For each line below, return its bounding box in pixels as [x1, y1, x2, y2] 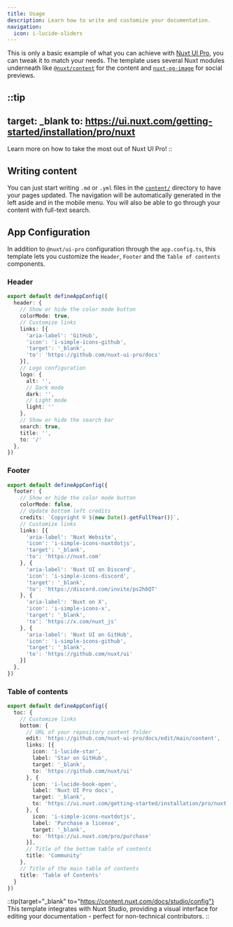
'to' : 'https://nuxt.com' [25, 553, 101, 560]
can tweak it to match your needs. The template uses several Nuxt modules [7, 57, 225, 65]
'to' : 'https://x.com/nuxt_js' [25, 618, 118, 625]
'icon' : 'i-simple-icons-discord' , [25, 572, 130, 579]
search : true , [20, 423, 61, 430]
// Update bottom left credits [20, 508, 111, 515]
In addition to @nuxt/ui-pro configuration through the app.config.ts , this [7, 245, 216, 253]
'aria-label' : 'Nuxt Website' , [25, 533, 118, 541]
